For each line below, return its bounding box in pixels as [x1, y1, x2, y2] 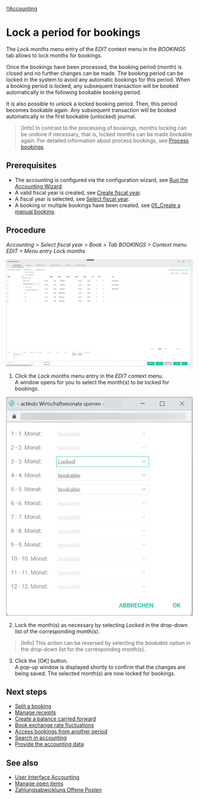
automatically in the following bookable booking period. [6, 89, 142, 96]
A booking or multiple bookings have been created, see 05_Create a [14, 202, 181, 209]
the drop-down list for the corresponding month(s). [20, 646, 146, 653]
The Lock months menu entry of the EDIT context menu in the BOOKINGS [6, 45, 186, 52]
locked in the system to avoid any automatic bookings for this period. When [6, 76, 191, 83]
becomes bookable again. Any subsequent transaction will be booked [6, 106, 176, 114]
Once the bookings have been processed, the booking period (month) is [6, 63, 182, 70]
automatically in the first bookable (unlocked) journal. [6, 112, 136, 120]
